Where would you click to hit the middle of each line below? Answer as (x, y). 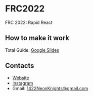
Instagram (23, 83)
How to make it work (37, 38)
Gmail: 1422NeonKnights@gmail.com (50, 88)
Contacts (20, 66)
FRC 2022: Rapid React (29, 22)
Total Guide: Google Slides (32, 50)
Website (21, 78)
